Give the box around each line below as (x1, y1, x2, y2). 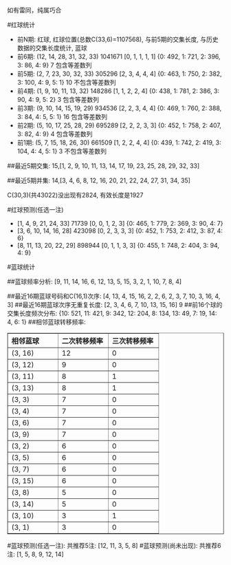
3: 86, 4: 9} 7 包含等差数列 (16, 61, 92, 69)
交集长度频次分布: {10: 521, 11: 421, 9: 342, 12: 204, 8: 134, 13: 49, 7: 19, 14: (7, 309, 217, 317)
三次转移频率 (112, 337, 154, 345)
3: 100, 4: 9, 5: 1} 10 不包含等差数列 (16, 78, 117, 86)
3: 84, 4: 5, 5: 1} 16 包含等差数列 (16, 113, 108, 120)
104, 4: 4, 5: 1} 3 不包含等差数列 (16, 147, 107, 155)
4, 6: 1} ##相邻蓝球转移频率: (7, 318, 86, 326)
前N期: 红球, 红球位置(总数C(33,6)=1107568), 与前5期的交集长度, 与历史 (16, 35, 219, 43)
